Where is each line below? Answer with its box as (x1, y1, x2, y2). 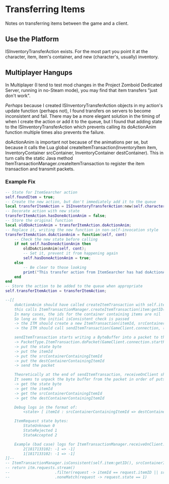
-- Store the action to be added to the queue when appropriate (5, 284, 143, 289)
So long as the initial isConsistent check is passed (14, 316, 129, 321)
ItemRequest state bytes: (14, 418, 69, 424)
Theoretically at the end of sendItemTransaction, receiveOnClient (14, 372, 158, 377)
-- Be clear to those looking (23, 265, 87, 270)
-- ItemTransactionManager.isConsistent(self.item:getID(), (5, 461, 134, 466)
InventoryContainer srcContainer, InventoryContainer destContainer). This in (5, 150, 163, 156)
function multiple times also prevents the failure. (5, 129, 105, 135)
